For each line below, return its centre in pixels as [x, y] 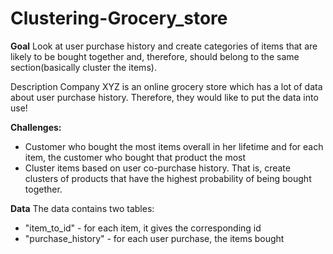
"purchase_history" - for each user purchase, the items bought [154, 238]
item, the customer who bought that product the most [135, 157]
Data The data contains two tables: [82, 208]
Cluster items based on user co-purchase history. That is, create [157, 168]
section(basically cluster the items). [83, 67]
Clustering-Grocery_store [119, 18]
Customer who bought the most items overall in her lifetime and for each [174, 146]
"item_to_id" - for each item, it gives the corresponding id [143, 228]
